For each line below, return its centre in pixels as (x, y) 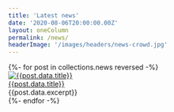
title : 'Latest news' (44, 15)
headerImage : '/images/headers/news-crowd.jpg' (88, 45)
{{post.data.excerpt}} (43, 92)
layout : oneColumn (38, 30)
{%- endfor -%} (34, 101)
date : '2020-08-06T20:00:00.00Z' (63, 23)
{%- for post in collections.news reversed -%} (83, 67)
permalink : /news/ (38, 37)
